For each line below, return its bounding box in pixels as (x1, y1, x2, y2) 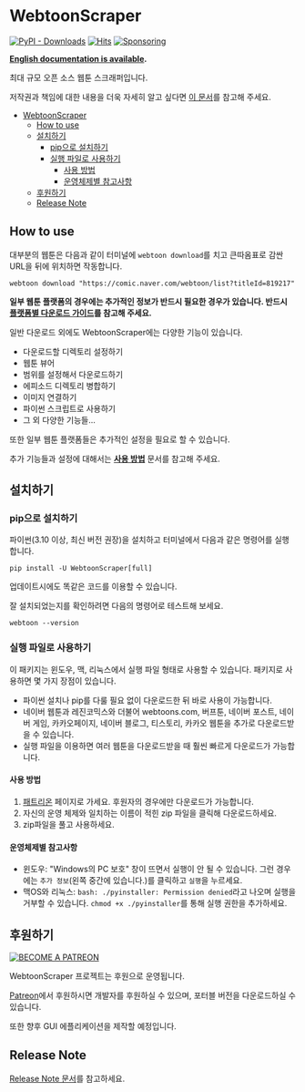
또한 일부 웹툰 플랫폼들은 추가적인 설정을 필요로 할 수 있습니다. (9, 434, 230, 445)
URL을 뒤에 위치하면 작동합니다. (9, 261, 123, 272)
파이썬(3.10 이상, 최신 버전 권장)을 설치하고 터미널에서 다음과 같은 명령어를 (9, 534, 273, 545)
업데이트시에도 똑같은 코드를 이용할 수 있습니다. (9, 581, 178, 592)
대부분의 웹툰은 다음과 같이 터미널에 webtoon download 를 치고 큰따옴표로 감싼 (9, 249, 284, 260)
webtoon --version (9, 619, 79, 628)
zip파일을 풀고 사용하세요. (22, 819, 116, 829)
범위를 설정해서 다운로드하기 (22, 368, 124, 379)
